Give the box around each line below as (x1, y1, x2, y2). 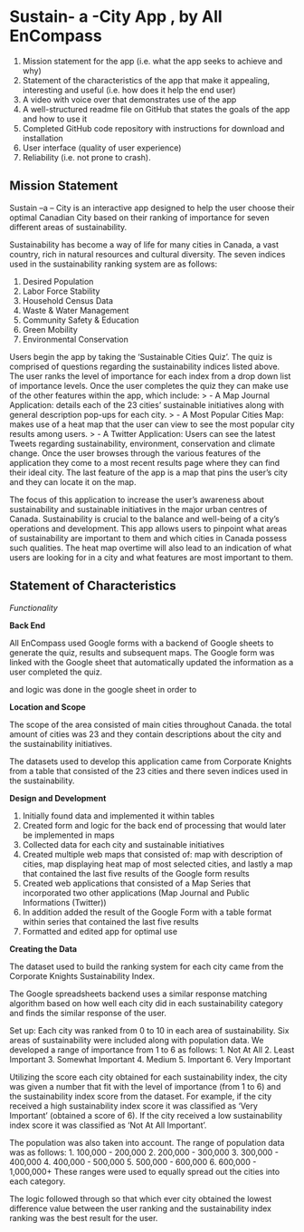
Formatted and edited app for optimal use (22, 926, 178, 936)
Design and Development (9, 792, 107, 803)
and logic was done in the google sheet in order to (9, 684, 197, 694)
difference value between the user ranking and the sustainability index (9, 1203, 271, 1214)
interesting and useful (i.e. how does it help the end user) (22, 84, 236, 95)
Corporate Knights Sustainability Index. (9, 970, 156, 981)
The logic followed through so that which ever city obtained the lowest (9, 1193, 272, 1204)
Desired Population (22, 276, 94, 286)
